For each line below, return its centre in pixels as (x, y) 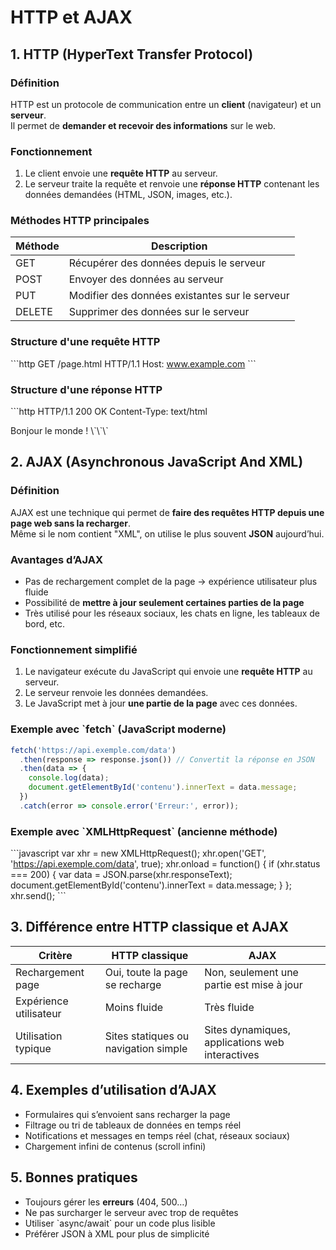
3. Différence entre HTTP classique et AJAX (149, 927)
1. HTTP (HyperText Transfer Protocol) (132, 54)
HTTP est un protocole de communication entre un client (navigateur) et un (166, 104)
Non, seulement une (251, 972)
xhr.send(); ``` (38, 896)
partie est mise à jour (253, 984)
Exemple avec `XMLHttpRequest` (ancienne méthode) (144, 831)
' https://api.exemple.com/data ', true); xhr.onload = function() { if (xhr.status (165, 864)
